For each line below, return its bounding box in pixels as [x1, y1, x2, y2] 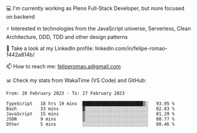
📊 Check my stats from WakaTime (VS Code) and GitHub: [6, 77, 147, 84]
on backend [6, 14, 35, 20]
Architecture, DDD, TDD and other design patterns [6, 34, 128, 40]
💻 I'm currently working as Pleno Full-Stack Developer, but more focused [6, 5, 185, 12]
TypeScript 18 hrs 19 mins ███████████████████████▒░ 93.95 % [6, 101, 175, 107]
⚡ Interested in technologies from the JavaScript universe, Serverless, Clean [6, 25, 191, 32]
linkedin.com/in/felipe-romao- [95, 45, 168, 52]
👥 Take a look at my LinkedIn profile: [6, 45, 94, 52]
